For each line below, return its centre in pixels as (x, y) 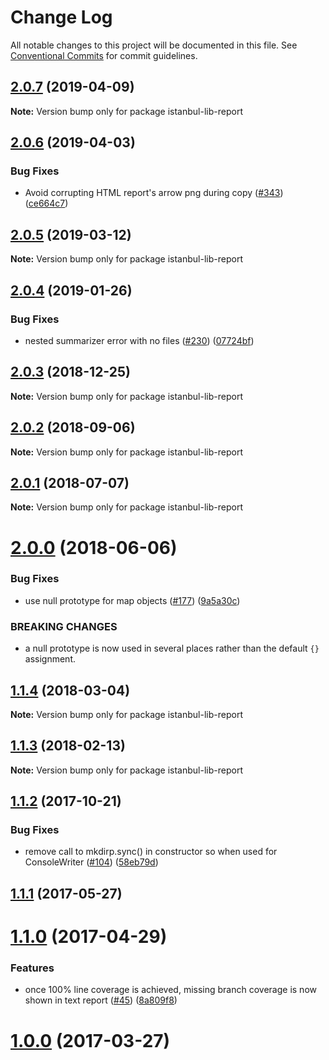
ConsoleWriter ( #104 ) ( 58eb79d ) (91, 862)
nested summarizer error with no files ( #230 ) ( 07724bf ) (139, 340)
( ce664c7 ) (46, 203)
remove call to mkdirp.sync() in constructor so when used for (151, 852)
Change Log (61, 17)
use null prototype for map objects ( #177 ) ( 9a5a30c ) (132, 600)
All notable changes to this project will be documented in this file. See (154, 45)
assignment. (50, 659)
